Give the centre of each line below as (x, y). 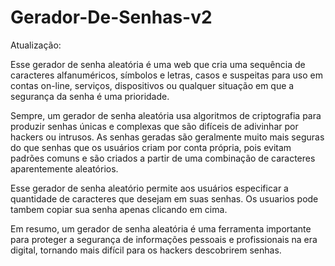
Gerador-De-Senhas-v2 (111, 17)
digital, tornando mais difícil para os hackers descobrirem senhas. (146, 250)
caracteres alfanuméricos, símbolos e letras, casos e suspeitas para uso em (167, 75)
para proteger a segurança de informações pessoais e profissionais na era (164, 239)
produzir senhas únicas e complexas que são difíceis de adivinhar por (154, 126)
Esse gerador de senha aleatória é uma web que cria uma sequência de (158, 64)
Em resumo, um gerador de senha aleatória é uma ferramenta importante (161, 228)
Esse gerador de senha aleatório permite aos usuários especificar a (149, 188)
